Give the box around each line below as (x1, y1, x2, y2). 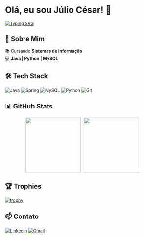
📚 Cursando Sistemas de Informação (5, 48, 82, 54)
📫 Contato (5, 212, 39, 220)
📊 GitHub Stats (5, 102, 53, 110)
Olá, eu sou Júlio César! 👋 (5, 4, 112, 16)
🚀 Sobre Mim (5, 35, 45, 43)
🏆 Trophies (5, 182, 42, 190)
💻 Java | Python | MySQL (5, 55, 58, 61)
